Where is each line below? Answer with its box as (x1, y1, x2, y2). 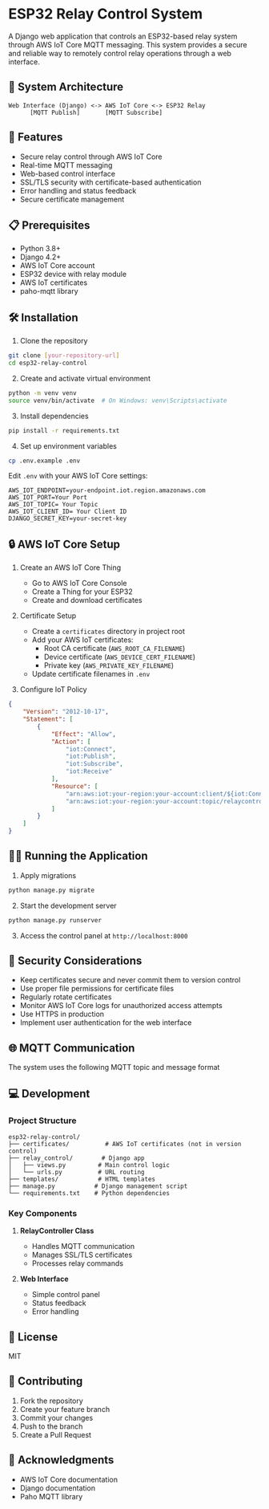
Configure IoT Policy (19, 685, 87, 694)
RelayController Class (19, 1226, 94, 1236)
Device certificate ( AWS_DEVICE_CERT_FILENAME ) (43, 652, 196, 662)
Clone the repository (19, 336, 88, 346)
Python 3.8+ (19, 244, 62, 254)
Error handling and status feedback (19, 185, 137, 195)
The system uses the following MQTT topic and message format (8, 1063, 220, 1072)
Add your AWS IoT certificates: (31, 635, 134, 645)
